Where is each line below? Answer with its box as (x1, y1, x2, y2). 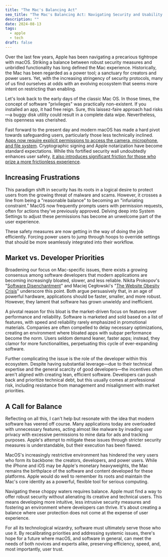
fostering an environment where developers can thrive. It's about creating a (5, 504, 161, 510)
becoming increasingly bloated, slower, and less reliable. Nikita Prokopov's (5, 277, 160, 284)
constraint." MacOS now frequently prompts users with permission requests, (5, 202, 163, 208)
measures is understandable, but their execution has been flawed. (5, 442, 142, 449)
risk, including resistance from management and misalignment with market (5, 382, 159, 388)
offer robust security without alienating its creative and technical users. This (5, 494, 162, 500)
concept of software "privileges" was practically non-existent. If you (5, 101, 146, 107)
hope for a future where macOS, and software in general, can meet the (5, 535, 151, 541)
